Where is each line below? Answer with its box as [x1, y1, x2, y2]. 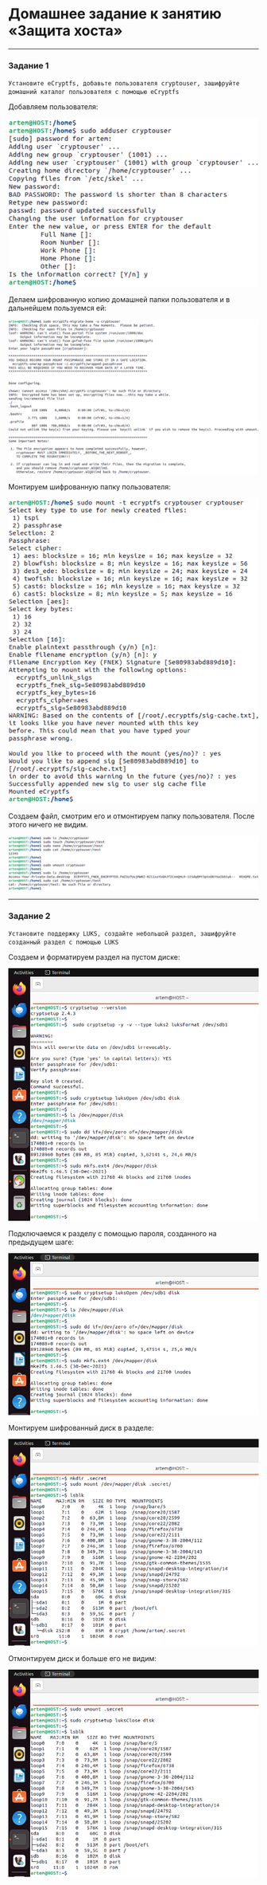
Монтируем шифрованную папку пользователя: [8, 481, 171, 491]
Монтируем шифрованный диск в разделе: [8, 1423, 154, 1432]
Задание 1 [8, 60, 49, 71]
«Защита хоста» [8, 22, 123, 40]
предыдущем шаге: [8, 1237, 74, 1247]
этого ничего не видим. [8, 820, 89, 830]
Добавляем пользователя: [8, 102, 99, 112]
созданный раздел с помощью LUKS [8, 938, 119, 946]
